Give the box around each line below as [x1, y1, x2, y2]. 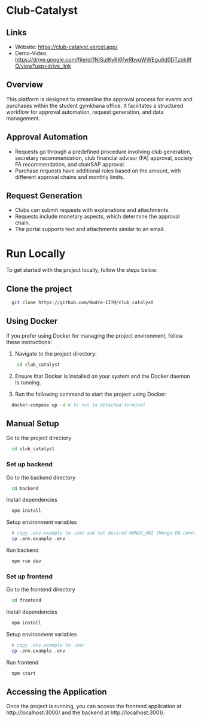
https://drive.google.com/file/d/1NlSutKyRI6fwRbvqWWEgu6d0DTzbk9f [14, 56, 192, 63]
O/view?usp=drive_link [14, 62, 71, 69]
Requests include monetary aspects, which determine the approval [14, 213, 180, 220]
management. [6, 114, 41, 122]
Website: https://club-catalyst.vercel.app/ [14, 43, 118, 50]
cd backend [11, 486, 39, 492]
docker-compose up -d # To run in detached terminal [11, 402, 146, 408]
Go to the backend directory [6, 474, 76, 481]
